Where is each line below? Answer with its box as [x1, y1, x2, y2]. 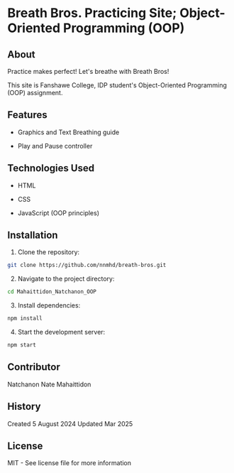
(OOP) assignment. [7, 89, 63, 97]
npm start [7, 342, 37, 349]
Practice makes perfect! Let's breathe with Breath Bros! [7, 67, 169, 75]
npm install [7, 315, 43, 322]
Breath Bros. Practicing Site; [7, 5, 177, 21]
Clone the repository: [17, 248, 80, 256]
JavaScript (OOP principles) [17, 208, 100, 217]
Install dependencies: [17, 301, 81, 310]
